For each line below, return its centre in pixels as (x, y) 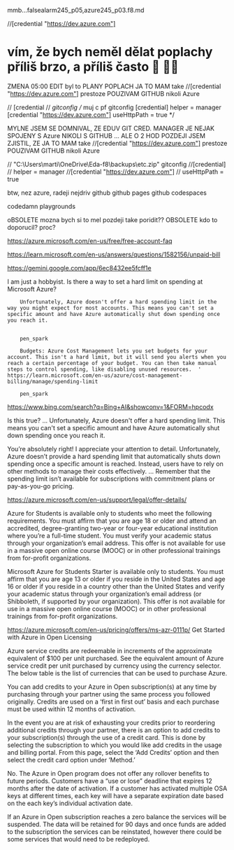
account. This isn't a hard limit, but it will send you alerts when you (117, 357)
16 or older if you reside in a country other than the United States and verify (116, 586)
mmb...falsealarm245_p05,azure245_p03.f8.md (76, 10)
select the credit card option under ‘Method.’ (72, 760)
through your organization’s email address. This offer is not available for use (116, 543)
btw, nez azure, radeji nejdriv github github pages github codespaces (107, 193)
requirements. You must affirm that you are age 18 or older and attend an (112, 521)
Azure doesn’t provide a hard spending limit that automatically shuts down (114, 456)
